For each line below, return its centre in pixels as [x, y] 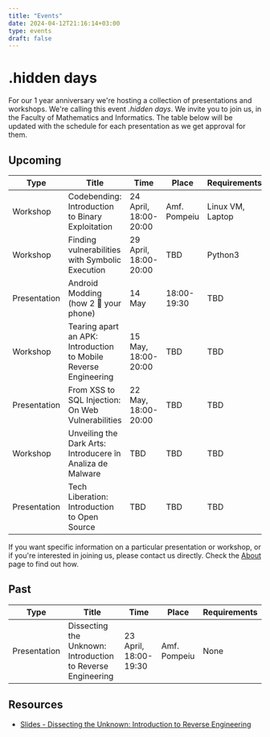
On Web [83, 410]
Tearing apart [93, 326]
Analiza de [88, 463]
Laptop [221, 217]
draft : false [30, 38]
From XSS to [91, 390]
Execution [87, 270]
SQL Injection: [94, 400]
